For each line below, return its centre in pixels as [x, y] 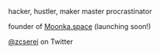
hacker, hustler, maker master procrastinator [80, 11]
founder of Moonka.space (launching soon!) [80, 26]
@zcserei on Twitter [41, 41]
